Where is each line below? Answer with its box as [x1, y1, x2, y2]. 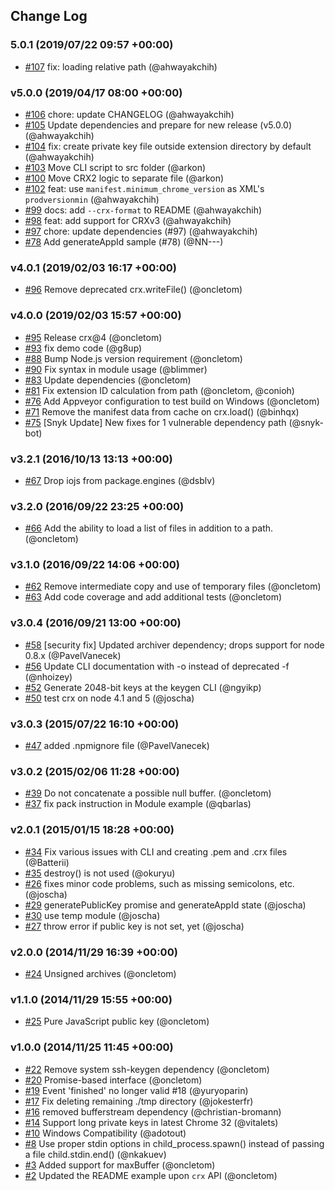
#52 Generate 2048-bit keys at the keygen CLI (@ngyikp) [24, 681, 262, 693]
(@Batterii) [24, 856, 70, 868]
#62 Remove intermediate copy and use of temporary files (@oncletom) [24, 580, 322, 593]
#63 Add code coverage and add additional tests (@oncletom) [24, 591, 283, 603]
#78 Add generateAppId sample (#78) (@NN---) [24, 235, 224, 248]
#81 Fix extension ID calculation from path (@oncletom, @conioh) [24, 384, 295, 396]
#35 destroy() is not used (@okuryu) [24, 867, 176, 879]
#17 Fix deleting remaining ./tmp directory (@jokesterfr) [24, 1095, 254, 1107]
